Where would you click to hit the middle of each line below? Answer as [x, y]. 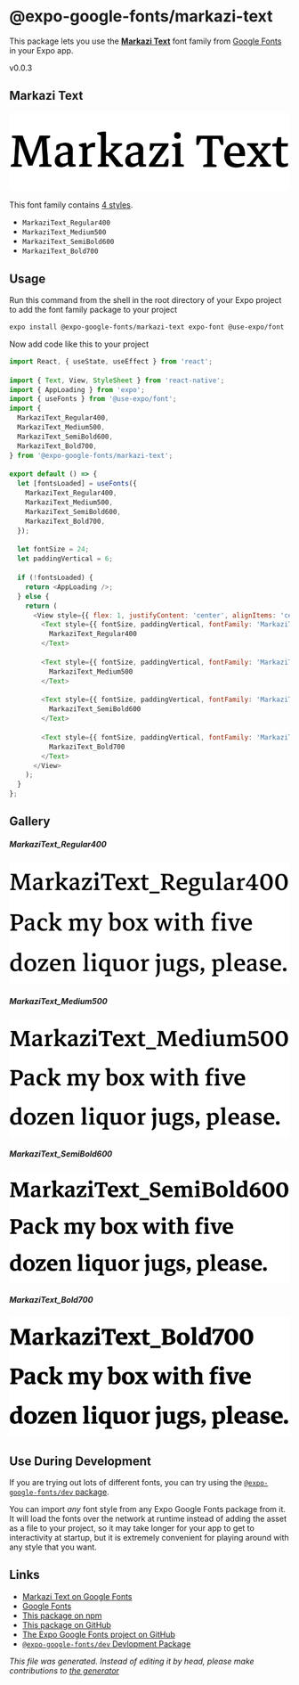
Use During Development [80, 1461]
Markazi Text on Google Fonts [77, 1596]
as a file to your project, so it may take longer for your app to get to [132, 1528]
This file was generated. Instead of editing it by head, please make [132, 1661]
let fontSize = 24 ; [53, 550]
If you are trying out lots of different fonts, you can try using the [126, 1483]
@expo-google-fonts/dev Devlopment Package [106, 1644]
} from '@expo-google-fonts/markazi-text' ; [91, 455]
